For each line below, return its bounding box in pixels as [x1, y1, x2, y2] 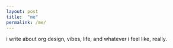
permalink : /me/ [6, 19, 46, 25]
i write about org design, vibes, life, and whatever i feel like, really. [6, 36, 167, 43]
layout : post [6, 8, 39, 15]
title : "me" [6, 14, 39, 20]
